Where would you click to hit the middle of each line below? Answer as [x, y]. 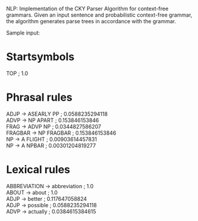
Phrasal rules [39, 97]
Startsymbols [40, 57]
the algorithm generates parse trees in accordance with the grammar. [91, 21]
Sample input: [23, 33]
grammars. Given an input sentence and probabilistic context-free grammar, [99, 15]
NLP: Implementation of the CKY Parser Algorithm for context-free [87, 9]
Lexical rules [38, 170]
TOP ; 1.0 [17, 73]
